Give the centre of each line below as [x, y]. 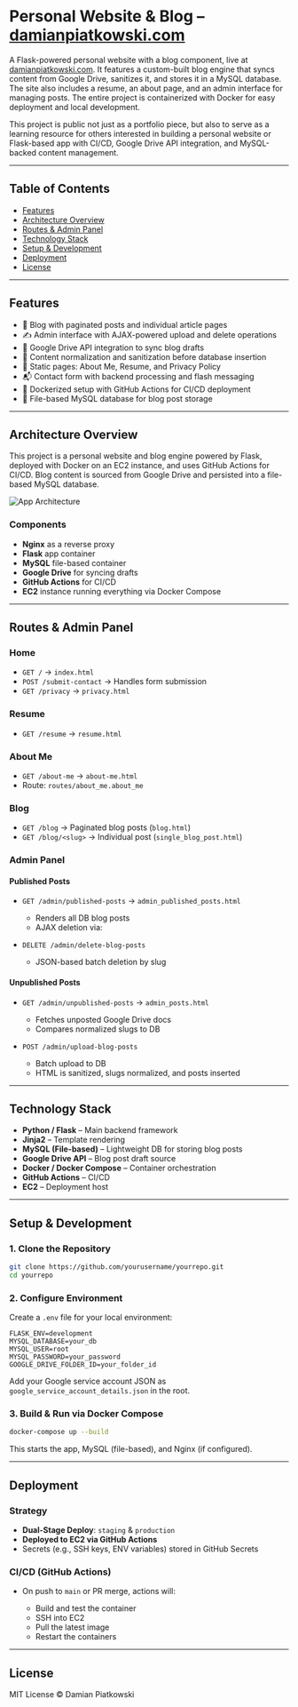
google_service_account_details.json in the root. [100, 1391]
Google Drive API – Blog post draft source [99, 1159]
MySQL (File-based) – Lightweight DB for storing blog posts [132, 1149]
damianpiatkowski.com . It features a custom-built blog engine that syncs [142, 69]
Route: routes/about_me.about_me [82, 785]
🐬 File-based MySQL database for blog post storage [117, 398]
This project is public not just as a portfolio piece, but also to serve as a [139, 124]
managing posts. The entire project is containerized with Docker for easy [142, 97]
